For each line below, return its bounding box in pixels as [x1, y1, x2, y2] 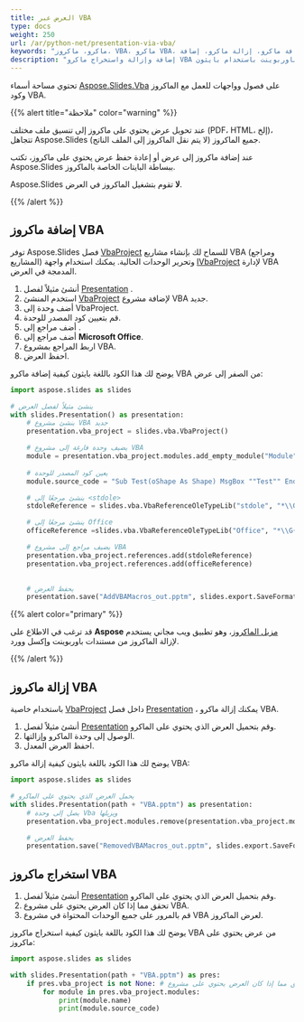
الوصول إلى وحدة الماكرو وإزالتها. [23, 731, 135, 742]
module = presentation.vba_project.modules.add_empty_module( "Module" [26, 452, 298, 461]
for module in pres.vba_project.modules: [42, 987, 201, 997]
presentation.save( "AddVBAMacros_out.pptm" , [26, 593, 197, 602]
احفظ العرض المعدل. [23, 740, 95, 751]
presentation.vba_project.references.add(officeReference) [26, 559, 253, 568]
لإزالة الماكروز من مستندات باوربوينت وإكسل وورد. [10, 636, 180, 647]
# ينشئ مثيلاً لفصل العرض [10, 401, 94, 411]
